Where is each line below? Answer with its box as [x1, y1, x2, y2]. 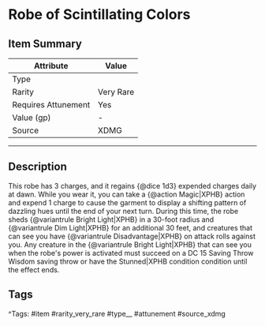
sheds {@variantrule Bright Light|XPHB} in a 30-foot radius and [8, 215, 215, 224]
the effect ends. [8, 264, 60, 274]
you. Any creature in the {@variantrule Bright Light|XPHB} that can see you [8, 239, 252, 249]
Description [8, 160, 67, 174]
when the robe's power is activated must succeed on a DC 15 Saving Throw [8, 248, 254, 257]
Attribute [34, 61, 69, 71]
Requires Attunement [12, 99, 91, 110]
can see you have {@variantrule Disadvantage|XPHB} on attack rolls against [8, 231, 256, 241]
